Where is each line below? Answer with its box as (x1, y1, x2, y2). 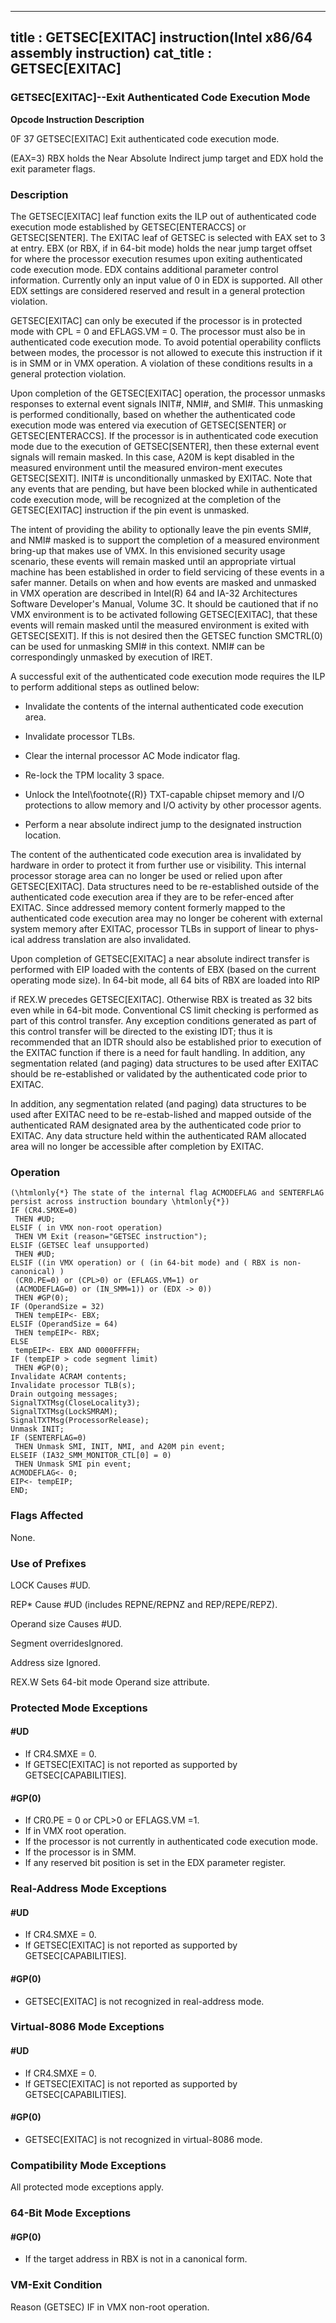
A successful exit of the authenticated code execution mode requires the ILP (10, 670, 326, 682)
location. (24, 829, 62, 841)
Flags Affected (10, 1509, 84, 1523)
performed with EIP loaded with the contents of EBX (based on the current (10, 963, 317, 975)
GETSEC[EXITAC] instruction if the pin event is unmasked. (10, 504, 250, 516)
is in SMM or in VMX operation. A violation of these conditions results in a (10, 357, 313, 369)
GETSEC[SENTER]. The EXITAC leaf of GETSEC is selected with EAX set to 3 (10, 231, 326, 243)
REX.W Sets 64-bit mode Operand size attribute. (10, 1676, 210, 1688)
